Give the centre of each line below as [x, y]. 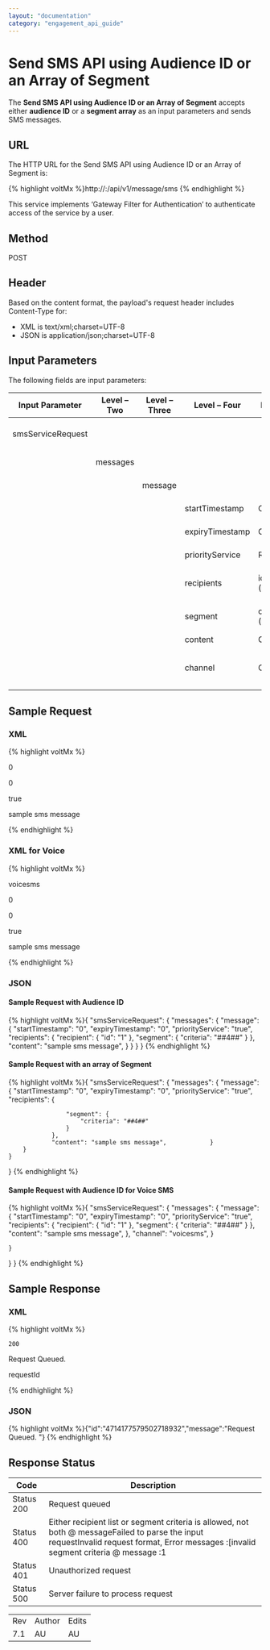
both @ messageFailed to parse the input [126, 1532]
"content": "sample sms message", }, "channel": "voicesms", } [111, 1234]
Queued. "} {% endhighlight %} [60, 1437]
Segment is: [28, 173]
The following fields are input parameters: [78, 380]
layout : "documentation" [50, 16]
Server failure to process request [110, 1594]
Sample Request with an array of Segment [80, 1065]
